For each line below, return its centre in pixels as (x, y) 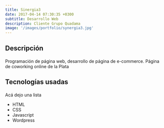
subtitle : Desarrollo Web (32, 19)
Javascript (23, 115)
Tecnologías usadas (37, 82)
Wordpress (23, 120)
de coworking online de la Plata (37, 66)
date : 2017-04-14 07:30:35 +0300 (40, 14)
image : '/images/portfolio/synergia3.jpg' (49, 28)
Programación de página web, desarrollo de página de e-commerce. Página (82, 61)
